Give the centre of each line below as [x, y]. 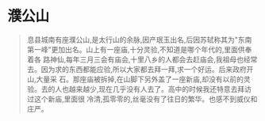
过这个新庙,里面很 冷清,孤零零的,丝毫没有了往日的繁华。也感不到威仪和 [142, 99]
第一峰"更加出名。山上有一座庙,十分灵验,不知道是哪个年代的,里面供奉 [139, 49]
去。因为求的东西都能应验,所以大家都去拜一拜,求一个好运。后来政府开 [140, 69]
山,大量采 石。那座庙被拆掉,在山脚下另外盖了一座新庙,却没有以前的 [135, 79]
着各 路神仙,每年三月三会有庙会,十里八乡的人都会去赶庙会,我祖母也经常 [142, 59]
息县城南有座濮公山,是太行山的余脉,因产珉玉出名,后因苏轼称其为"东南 [139, 40]
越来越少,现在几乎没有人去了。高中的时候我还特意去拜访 [160, 89]
